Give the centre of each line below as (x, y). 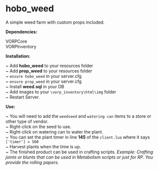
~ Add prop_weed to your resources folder (49, 71)
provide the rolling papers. (32, 162)
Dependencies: (22, 32)
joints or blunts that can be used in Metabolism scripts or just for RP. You (79, 157)
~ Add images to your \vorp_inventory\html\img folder (61, 92)
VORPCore (16, 41)
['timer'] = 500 (22, 142)
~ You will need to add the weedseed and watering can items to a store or (79, 116)
